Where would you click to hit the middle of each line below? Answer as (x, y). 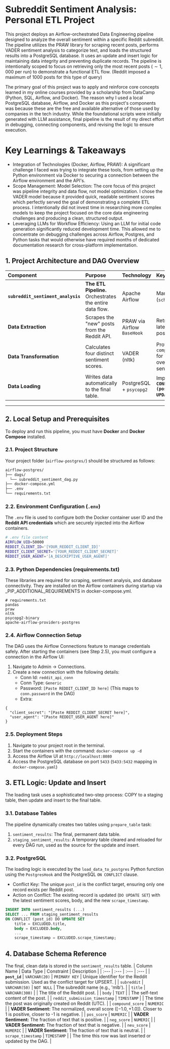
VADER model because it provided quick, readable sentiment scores (83, 196)
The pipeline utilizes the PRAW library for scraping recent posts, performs (82, 45)
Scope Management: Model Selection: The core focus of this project (84, 186)
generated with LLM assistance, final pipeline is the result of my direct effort (85, 119)
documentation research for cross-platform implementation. (75, 245)
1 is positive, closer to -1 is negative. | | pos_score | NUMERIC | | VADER (77, 1014)
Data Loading (24, 386)
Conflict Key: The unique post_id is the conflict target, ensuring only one (88, 885)
